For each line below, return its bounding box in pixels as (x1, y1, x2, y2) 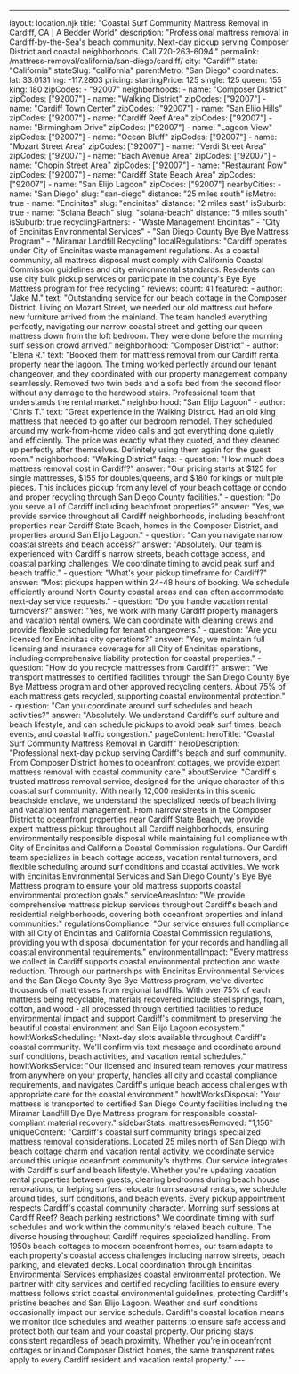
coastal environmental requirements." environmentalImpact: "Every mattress (9, 947, 289, 957)
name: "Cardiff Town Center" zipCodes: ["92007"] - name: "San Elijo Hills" (9, 103, 283, 113)
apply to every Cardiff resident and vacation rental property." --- (9, 1354, 246, 1365)
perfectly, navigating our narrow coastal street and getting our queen (9, 321, 263, 331)
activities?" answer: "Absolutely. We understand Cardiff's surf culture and (9, 710, 279, 720)
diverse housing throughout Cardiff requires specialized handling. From (9, 1231, 271, 1241)
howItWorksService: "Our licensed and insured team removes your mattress (9, 1061, 288, 1071)
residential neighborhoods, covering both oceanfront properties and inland (9, 909, 283, 919)
